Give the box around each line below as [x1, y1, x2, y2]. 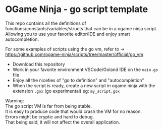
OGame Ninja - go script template [5, 4, 148, 15]
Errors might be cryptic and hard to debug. [5, 113, 94, 119]
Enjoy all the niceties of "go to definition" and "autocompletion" [12, 77, 145, 83]
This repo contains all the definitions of [5, 20, 87, 26]
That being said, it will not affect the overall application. [5, 119, 120, 125]
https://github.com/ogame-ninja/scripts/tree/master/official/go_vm [5, 51, 144, 57]
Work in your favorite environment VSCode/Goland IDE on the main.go [12, 67, 158, 73]
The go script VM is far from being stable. [5, 103, 92, 109]
